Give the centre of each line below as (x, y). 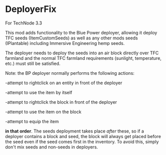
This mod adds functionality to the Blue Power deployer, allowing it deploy (81, 32)
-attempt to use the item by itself (39, 92)
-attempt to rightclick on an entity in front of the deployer (64, 83)
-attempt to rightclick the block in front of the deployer (61, 102)
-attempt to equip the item (32, 121)
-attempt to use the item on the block (43, 112)
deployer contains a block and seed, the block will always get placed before (83, 136)
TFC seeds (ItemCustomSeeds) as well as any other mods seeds (72, 38)
